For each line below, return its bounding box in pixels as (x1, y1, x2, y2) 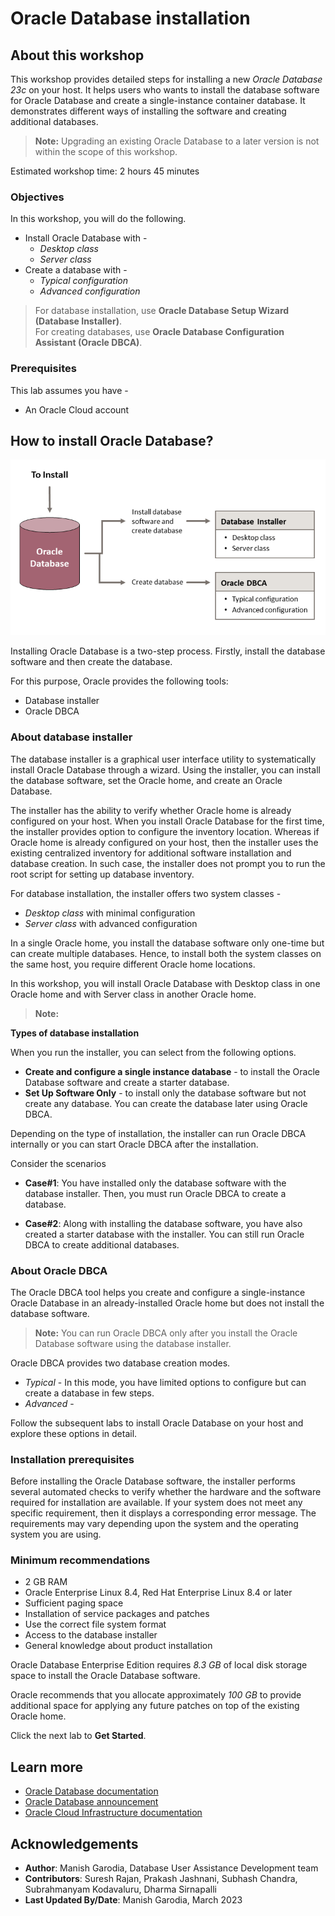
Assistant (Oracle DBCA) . (34, 337, 143, 349)
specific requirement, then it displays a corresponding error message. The (10, 1507, 317, 1519)
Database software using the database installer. (34, 1337, 232, 1349)
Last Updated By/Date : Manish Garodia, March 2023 (24, 1894, 243, 1906)
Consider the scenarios (10, 1157, 107, 1169)
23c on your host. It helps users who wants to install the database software (10, 84, 320, 96)
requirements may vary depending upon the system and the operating (10, 1518, 299, 1530)
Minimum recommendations (10, 1553, 151, 1567)
